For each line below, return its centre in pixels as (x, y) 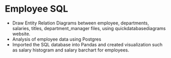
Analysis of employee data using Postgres (56, 39)
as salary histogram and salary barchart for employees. (71, 50)
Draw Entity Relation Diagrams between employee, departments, (81, 23)
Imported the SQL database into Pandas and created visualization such (87, 44)
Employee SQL (36, 9)
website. (21, 34)
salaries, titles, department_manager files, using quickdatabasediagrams (89, 28)
